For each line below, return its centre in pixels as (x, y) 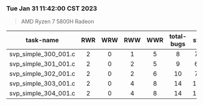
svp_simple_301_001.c (42, 64)
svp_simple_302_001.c (42, 74)
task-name (42, 40)
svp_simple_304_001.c (42, 94)
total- (178, 36)
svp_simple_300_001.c (42, 54)
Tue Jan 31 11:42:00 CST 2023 (52, 8)
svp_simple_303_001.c (42, 84)
